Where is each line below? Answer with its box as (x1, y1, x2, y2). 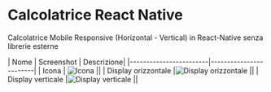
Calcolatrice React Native (7, 6, 184, 24)
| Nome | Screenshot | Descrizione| (7, 57, 126, 67)
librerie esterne (7, 41, 59, 50)
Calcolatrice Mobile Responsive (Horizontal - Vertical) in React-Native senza (7, 33, 264, 42)
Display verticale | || (7, 74, 138, 84)
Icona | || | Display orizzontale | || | (42, 65, 260, 75)
